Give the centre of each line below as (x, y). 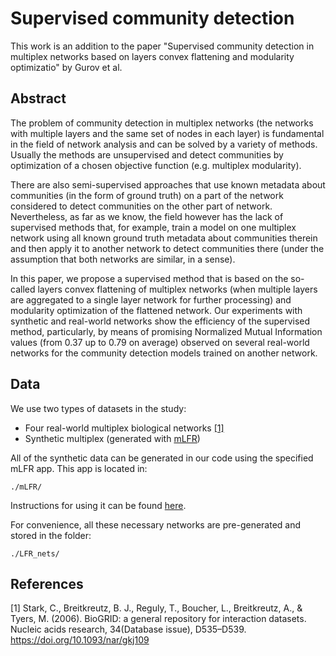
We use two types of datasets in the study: (98, 408)
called (23, 289)
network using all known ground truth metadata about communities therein (164, 238)
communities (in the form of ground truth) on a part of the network (147, 195)
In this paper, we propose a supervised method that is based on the (149, 278)
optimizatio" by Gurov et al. (66, 67)
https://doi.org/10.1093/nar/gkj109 (80, 640)
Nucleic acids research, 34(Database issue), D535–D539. (128, 629)
